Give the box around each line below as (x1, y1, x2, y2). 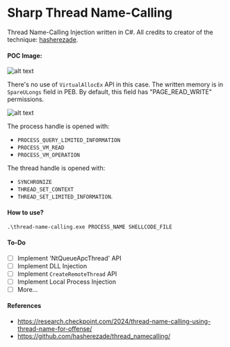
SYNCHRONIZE (17, 179, 52, 186)
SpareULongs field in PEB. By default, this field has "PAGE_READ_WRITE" (7, 88, 212, 96)
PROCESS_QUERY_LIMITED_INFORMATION (17, 137, 121, 144)
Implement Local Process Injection (17, 277, 117, 286)
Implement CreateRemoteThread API (17, 270, 117, 278)
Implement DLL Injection (17, 261, 88, 270)
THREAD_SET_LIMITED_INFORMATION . (17, 192, 113, 201)
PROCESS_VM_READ (17, 144, 65, 151)
